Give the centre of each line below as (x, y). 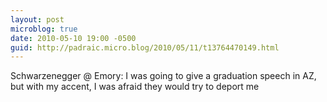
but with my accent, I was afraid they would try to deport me (135, 87)
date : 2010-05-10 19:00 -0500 (73, 38)
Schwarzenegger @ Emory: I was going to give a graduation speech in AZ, (163, 76)
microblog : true (44, 29)
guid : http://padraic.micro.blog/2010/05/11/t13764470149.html (145, 47)
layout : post (37, 19)
